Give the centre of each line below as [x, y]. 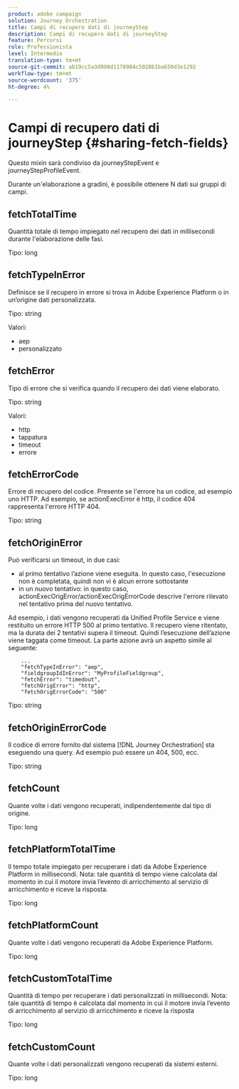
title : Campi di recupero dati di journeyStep [78, 27]
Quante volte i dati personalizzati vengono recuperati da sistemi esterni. [113, 1064]
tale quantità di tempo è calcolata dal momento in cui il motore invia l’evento [119, 1003]
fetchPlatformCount [53, 925]
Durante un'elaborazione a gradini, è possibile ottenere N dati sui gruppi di [117, 184]
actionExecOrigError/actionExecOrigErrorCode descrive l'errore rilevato [123, 596]
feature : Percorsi [35, 41]
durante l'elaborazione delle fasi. [56, 239]
